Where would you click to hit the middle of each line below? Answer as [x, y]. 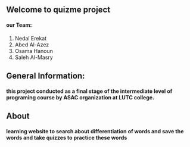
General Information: [46, 76]
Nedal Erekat [31, 38]
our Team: [19, 25]
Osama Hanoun [34, 51]
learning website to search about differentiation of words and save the [95, 131]
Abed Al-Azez [32, 45]
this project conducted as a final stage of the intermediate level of [89, 91]
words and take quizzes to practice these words [67, 137]
